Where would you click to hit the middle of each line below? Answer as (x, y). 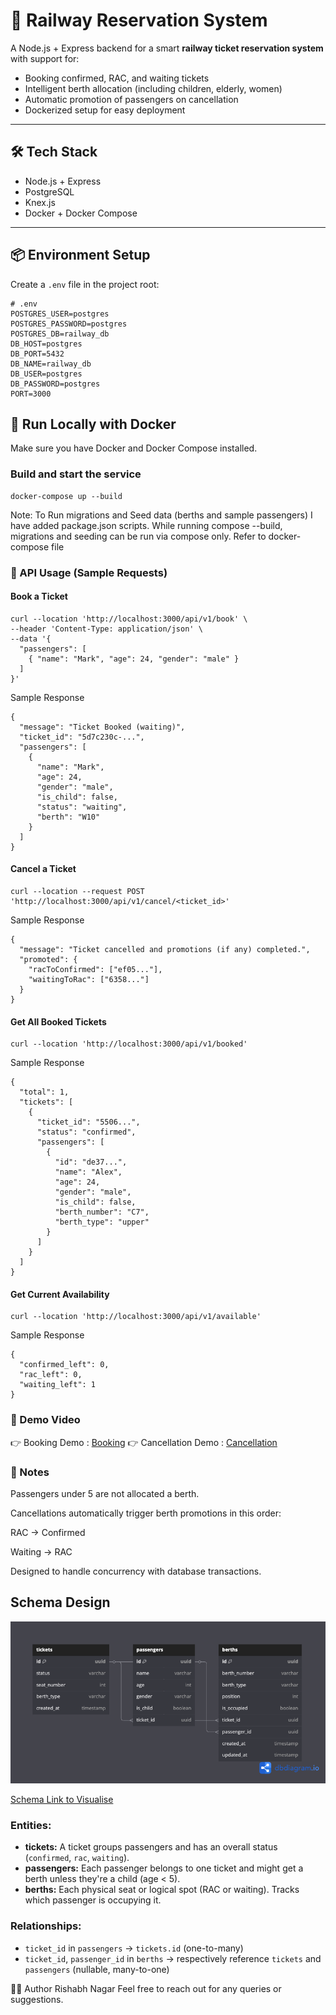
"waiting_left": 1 (58, 1385)
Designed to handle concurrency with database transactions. (136, 1571)
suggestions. (37, 1999)
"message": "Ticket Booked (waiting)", (102, 727)
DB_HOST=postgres (46, 344)
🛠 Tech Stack (54, 152)
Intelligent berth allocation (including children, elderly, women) (153, 88)
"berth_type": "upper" (102, 1222)
